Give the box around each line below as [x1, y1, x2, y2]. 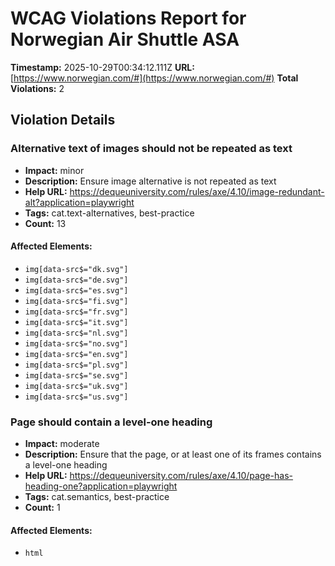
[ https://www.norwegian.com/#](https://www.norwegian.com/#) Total [10, 72, 299, 84]
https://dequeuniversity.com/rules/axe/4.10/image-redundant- [69, 185, 325, 197]
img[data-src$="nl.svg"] [24, 328, 129, 338]
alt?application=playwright [24, 196, 135, 208]
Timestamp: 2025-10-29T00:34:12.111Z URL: [10, 61, 195, 73]
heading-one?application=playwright [24, 480, 178, 492]
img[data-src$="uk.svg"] [24, 381, 129, 391]
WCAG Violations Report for [10, 7, 247, 30]
